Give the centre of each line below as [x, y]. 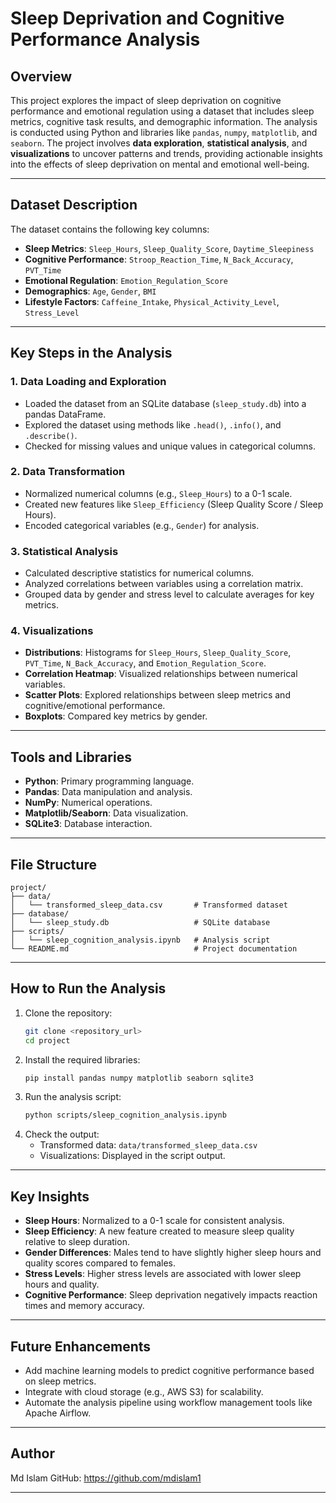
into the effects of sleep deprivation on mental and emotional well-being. [160, 164]
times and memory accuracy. [84, 1306]
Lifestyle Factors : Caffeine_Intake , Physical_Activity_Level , [152, 301]
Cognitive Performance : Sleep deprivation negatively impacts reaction [171, 1295]
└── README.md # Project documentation [154, 949]
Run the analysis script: [73, 1097]
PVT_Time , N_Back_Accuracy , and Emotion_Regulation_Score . [145, 663]
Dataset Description [74, 205]
